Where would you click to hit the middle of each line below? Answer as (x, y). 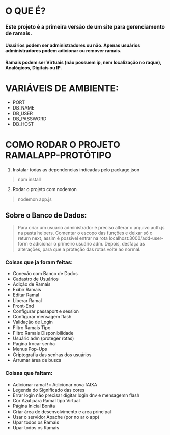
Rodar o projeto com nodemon (45, 189)
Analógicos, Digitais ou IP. (34, 68)
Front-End (23, 306)
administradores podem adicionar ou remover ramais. (63, 50)
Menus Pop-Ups (30, 349)
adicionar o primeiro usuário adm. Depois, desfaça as (89, 243)
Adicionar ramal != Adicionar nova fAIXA (55, 384)
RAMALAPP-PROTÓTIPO (59, 156)
